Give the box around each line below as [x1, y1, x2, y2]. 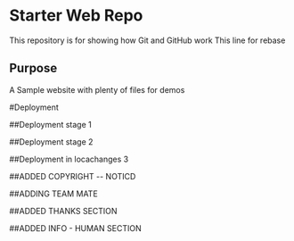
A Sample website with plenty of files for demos [9, 84, 185, 95]
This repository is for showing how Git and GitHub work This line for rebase [9, 35, 286, 46]
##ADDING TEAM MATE [9, 188, 98, 199]
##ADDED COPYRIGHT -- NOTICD [9, 170, 136, 181]
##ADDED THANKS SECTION [9, 205, 118, 216]
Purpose [9, 61, 58, 76]
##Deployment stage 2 [9, 136, 94, 147]
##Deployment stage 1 [9, 119, 92, 129]
